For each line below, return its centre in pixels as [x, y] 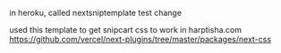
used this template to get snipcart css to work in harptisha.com [126, 30]
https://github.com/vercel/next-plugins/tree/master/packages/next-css [140, 39]
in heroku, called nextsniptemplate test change [95, 13]
